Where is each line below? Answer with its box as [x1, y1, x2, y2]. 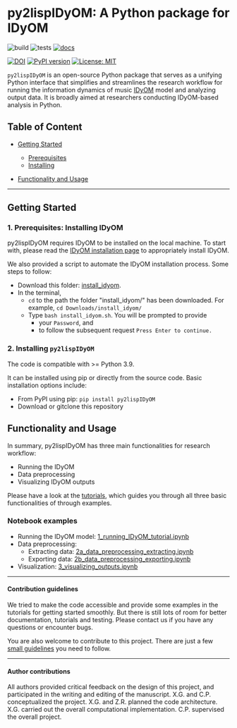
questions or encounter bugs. [7, 623, 94, 632]
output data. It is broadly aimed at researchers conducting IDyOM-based [7, 93, 219, 102]
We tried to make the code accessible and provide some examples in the [7, 601, 219, 609]
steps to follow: [7, 267, 52, 276]
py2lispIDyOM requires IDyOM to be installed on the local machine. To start [7, 238, 226, 248]
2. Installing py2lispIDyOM [7, 344, 95, 353]
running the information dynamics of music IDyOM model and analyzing [7, 85, 217, 94]
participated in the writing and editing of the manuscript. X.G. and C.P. [7, 690, 212, 699]
